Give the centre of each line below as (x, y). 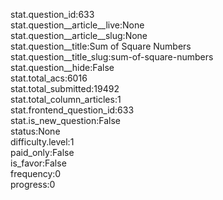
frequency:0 (36, 173)
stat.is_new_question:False (65, 120)
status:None (35, 131)
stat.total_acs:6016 (49, 78)
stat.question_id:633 (52, 14)
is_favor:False (38, 163)
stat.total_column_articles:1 (66, 99)
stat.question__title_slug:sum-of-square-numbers (112, 57)
